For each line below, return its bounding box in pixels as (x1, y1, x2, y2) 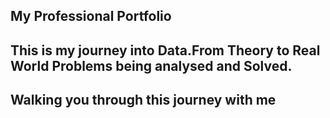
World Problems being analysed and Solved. (10, 57, 293, 74)
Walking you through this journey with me (10, 92, 277, 109)
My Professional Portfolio (10, 8, 172, 25)
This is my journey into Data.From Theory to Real (10, 42, 321, 59)
